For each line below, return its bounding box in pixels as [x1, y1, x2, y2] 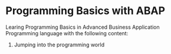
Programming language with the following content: [5, 29, 129, 36]
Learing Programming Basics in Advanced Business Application [5, 23, 160, 31]
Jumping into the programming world [14, 41, 104, 48]
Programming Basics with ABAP [5, 4, 166, 18]
